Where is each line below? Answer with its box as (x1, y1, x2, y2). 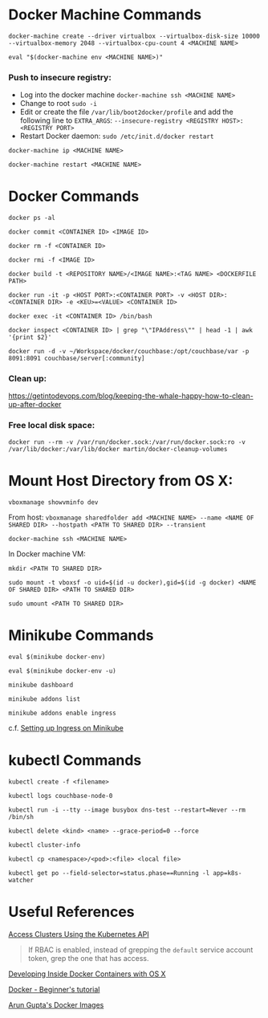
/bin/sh (8, 812, 35, 821)
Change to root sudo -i (19, 99, 98, 108)
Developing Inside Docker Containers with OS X (8, 969, 166, 979)
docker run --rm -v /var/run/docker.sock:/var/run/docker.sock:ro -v (8, 438, 246, 446)
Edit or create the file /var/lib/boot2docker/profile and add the (19, 107, 234, 117)
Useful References (8, 902, 135, 921)
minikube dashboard (8, 681, 74, 689)
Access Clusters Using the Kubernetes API (8, 929, 150, 939)
